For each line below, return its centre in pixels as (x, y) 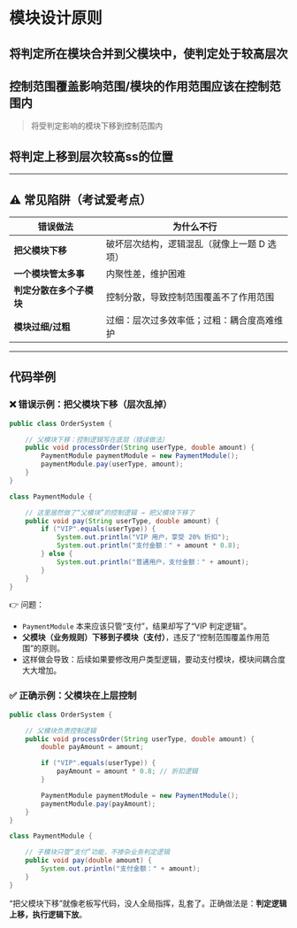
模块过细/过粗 (42, 327)
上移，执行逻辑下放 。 (48, 914)
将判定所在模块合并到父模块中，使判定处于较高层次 (148, 54)
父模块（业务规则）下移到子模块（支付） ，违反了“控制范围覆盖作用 (142, 638)
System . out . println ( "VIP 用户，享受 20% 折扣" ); (143, 537)
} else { (57, 554)
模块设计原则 (56, 18)
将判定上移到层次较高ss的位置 (91, 156)
